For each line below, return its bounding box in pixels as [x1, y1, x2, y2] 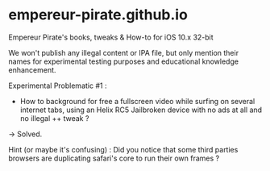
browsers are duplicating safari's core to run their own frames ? [8, 153, 220, 163]
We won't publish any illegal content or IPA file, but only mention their [8, 48, 239, 57]
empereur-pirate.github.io [8, 6, 188, 24]
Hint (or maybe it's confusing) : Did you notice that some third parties [8, 144, 239, 154]
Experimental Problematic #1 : [8, 81, 107, 90]
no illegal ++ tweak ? [19, 113, 89, 123]
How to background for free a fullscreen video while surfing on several [19, 96, 255, 106]
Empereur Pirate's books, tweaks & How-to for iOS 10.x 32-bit [8, 32, 214, 42]
